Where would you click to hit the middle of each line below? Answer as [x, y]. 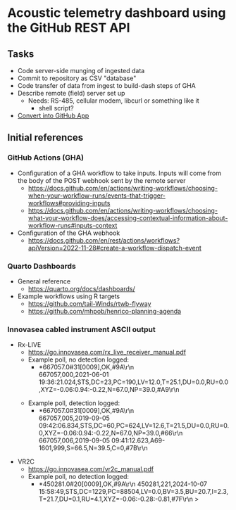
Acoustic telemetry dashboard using [117, 13]
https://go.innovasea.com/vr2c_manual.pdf [91, 469]
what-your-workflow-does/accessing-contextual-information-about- [128, 218]
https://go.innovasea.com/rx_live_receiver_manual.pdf [107, 352]
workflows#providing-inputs [69, 203]
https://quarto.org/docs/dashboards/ [81, 288]
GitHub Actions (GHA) [46, 158]
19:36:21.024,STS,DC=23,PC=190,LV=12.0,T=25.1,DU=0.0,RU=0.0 [133, 382]
